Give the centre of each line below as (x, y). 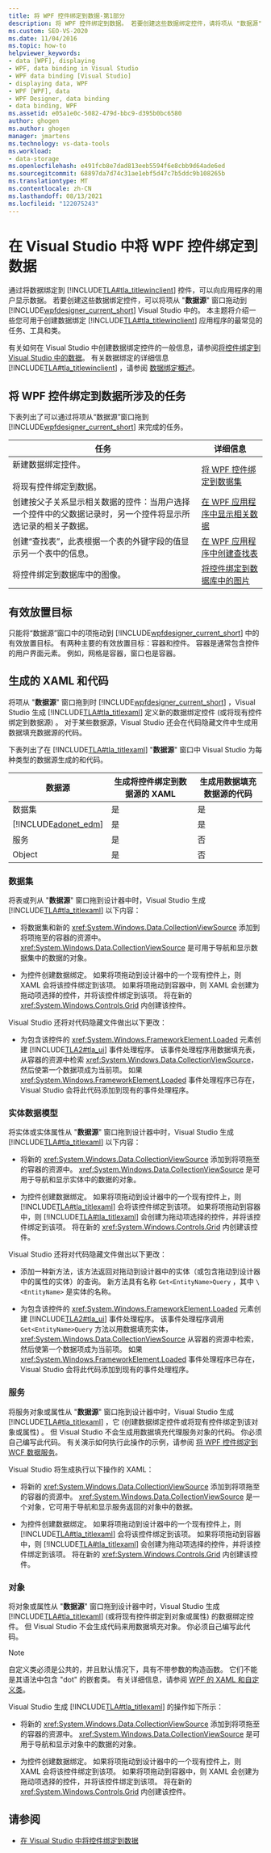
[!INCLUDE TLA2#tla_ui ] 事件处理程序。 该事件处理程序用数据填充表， (144, 1050)
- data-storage (34, 158)
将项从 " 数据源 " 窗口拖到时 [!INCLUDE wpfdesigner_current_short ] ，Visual (132, 702)
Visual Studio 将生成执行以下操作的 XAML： (81, 1469)
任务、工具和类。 (37, 331)
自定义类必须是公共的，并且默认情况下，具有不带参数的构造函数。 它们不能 (133, 1670)
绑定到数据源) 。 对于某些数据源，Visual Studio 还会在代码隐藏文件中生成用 (133, 722)
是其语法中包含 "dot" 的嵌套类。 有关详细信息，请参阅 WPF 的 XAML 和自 (130, 1680)
